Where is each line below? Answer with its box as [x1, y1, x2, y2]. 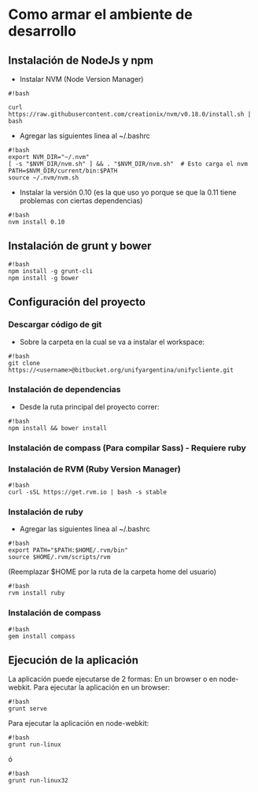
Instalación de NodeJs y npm [8, 54, 154, 67]
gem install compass [8, 632, 76, 640]
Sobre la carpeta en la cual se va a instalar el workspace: [19, 337, 205, 346]
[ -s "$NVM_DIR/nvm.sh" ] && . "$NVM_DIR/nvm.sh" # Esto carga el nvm [8, 160, 248, 168]
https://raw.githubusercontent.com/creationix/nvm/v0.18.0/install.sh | [8, 110, 252, 118]
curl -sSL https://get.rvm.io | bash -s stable [8, 488, 168, 497]
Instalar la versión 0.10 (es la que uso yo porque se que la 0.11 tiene [19, 187, 237, 197]
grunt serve [8, 705, 47, 713]
